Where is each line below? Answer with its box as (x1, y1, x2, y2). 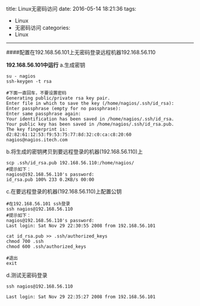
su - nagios (6, 73, 36, 79)
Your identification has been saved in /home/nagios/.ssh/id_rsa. (6, 116, 174, 122)
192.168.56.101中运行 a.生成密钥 (6, 61, 86, 68)
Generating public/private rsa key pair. (6, 95, 111, 101)
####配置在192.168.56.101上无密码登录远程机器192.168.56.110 (6, 49, 156, 55)
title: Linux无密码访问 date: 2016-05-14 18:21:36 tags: (6, 5, 137, 12)
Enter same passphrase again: (6, 111, 82, 117)
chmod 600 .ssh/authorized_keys (6, 243, 86, 249)
